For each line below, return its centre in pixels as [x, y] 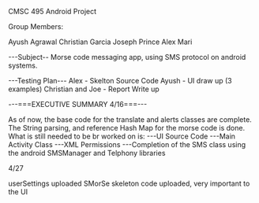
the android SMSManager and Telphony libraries [87, 153]
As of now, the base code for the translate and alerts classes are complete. [130, 120]
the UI [18, 192]
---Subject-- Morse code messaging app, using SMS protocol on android [127, 57]
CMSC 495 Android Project [53, 11]
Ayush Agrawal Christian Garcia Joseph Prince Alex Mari [100, 42]
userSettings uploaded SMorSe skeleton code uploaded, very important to [129, 183]
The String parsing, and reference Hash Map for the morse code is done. [127, 128]
